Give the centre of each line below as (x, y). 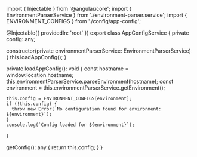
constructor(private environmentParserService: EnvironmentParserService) (98, 51)
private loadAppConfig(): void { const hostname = (67, 69)
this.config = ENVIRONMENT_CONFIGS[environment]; (69, 98)
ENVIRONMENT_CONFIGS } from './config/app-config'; (74, 21)
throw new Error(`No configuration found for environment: (87, 109)
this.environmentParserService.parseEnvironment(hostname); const (90, 81)
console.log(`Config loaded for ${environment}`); (70, 125)
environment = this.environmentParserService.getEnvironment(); (86, 88)
